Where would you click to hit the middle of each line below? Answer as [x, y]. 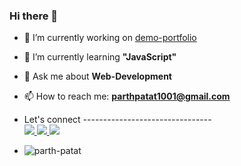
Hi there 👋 [34, 16]
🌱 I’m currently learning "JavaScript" [100, 57]
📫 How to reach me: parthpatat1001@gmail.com [127, 96]
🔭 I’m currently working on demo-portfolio [110, 38]
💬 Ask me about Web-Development [97, 76]
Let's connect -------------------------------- [117, 120]
